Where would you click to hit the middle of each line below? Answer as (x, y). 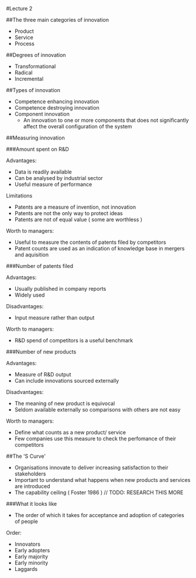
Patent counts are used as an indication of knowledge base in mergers (99, 248)
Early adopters (32, 550)
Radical (23, 72)
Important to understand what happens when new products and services (102, 480)
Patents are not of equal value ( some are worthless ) (78, 220)
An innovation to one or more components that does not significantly (106, 120)
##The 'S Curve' (26, 456)
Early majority (31, 557)
